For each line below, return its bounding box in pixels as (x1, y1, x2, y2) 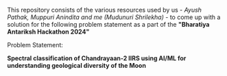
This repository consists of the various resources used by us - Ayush (7, 6, 202, 14)
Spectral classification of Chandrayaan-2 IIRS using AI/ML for (7, 54, 187, 62)
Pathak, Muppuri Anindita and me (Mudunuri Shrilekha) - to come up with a (7, 13, 221, 21)
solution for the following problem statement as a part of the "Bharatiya (7, 21, 210, 28)
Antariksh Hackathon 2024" (7, 27, 90, 36)
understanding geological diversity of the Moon (7, 62, 146, 69)
